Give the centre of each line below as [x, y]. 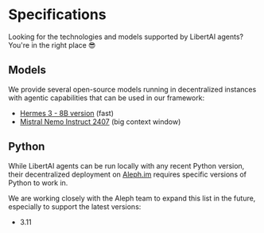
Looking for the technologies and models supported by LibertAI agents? [126, 37]
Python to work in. [38, 183]
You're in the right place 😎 [52, 45]
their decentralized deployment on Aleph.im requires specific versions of [128, 174]
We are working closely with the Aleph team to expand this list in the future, [132, 198]
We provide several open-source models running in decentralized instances [132, 89]
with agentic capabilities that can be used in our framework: [107, 98]
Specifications [57, 15]
